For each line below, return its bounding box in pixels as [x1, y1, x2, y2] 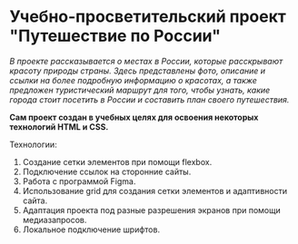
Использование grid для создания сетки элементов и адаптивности [22, 185, 288, 196]
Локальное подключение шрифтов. [22, 224, 161, 235]
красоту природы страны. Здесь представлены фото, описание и [9, 65, 266, 76]
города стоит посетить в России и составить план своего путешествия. [9, 93, 290, 105]
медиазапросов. [22, 214, 87, 225]
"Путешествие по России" [9, 25, 221, 46]
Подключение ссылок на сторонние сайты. [22, 166, 192, 177]
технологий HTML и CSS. [9, 121, 109, 132]
